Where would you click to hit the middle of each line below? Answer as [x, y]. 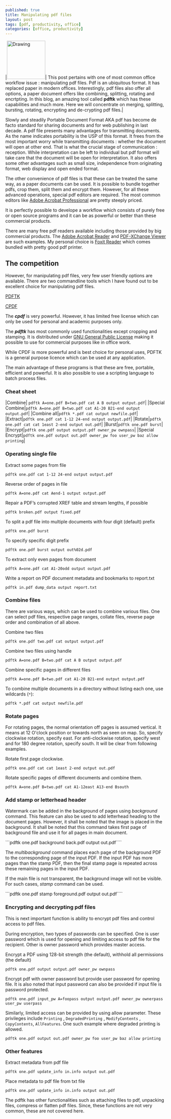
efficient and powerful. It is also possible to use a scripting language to [80, 373]
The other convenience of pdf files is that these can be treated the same [81, 179]
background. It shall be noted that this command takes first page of [76, 827]
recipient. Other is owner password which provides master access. [76, 944]
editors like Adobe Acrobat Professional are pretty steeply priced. [74, 200]
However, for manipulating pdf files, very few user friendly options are [79, 275]
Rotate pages [22, 716]
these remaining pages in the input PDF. [47, 869]
